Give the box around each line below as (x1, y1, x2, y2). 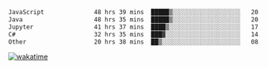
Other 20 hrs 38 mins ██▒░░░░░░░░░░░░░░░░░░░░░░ (8, 37, 241, 46)
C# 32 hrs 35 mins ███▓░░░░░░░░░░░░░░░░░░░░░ (8, 30, 241, 38)
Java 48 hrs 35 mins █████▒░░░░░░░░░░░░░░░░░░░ (8, 15, 241, 24)
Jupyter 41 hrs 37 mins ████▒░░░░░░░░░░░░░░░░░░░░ (8, 23, 241, 31)
